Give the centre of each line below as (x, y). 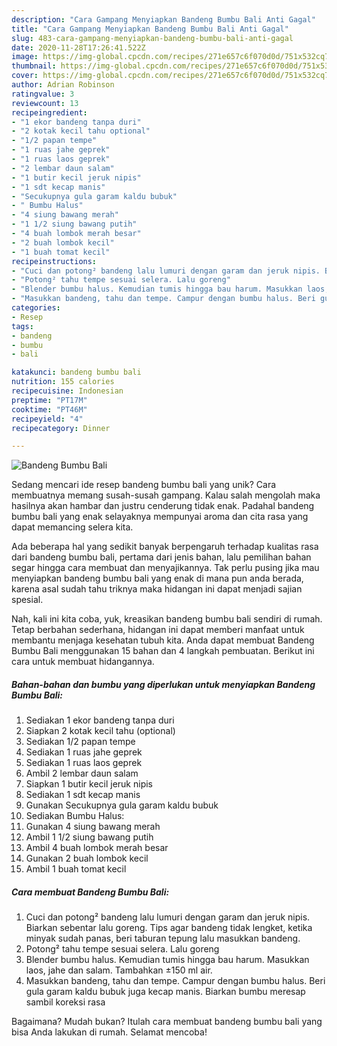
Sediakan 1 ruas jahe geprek (84, 752)
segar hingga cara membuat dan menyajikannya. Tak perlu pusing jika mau (165, 568)
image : (25, 57)
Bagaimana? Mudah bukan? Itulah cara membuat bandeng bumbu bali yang (167, 1022)
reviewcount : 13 (45, 103)
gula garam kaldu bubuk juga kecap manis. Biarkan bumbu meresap (165, 992)
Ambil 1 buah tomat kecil (76, 869)
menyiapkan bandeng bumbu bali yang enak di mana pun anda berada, (157, 578)
